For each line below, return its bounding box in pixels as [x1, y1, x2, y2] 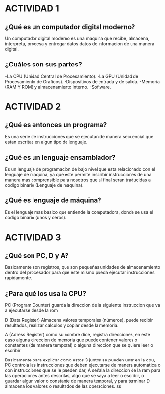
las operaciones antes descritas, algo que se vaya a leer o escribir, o [5, 373, 144, 379]
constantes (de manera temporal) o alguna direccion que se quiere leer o [5, 342, 154, 348]
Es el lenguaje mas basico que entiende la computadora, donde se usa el [5, 209, 154, 215]
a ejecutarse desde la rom [5, 307, 58, 313]
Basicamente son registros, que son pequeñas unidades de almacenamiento [5, 264, 160, 270]
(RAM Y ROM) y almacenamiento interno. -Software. [5, 84, 111, 90]
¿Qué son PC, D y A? [5, 252, 69, 260]
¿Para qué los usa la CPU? [5, 289, 86, 297]
